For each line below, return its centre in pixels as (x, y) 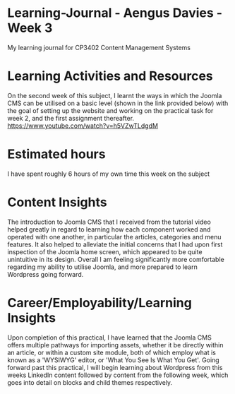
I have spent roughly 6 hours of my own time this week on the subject (109, 174)
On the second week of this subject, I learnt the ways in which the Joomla (115, 95)
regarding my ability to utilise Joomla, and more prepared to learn (102, 267)
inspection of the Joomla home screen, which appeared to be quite (105, 251)
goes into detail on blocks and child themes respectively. (90, 382)
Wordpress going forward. (46, 274)
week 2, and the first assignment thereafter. (71, 118)
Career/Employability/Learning (100, 303)
